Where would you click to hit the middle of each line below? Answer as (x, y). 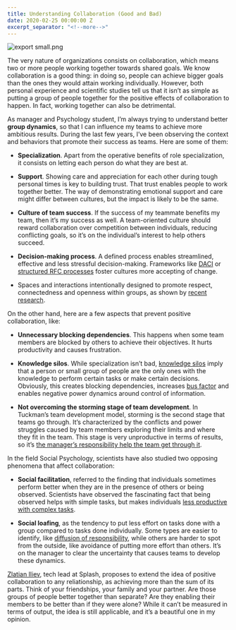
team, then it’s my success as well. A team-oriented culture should (114, 220)
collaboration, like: (34, 321)
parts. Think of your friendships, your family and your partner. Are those (112, 589)
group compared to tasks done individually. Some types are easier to (117, 531)
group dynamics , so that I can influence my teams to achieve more (105, 127)
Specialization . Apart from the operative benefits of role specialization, (121, 155)
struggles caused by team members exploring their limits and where (116, 430)
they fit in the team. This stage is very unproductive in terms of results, (120, 437)
